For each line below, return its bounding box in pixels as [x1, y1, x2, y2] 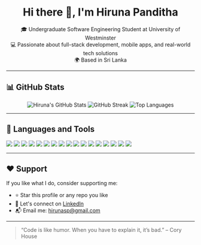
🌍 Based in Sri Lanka [74, 56, 127, 63]
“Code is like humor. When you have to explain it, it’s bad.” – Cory [20, 226, 182, 234]
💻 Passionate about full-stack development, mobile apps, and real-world [10, 41, 191, 48]
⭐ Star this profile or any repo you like [14, 192, 108, 199]
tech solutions [83, 49, 118, 56]
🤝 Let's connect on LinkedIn [14, 200, 84, 207]
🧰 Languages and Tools [6, 124, 95, 134]
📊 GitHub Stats [6, 82, 65, 92]
